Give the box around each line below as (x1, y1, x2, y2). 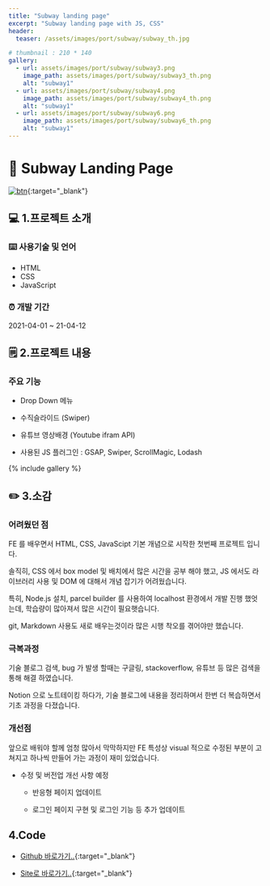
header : (8, 27, 35, 35)
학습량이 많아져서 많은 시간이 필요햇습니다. (25, 604, 160, 614)
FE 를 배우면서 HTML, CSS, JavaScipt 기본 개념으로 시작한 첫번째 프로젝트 (8, 539, 245, 549)
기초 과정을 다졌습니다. (8, 701, 80, 710)
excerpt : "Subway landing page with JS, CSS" (8, 19, 164, 28)
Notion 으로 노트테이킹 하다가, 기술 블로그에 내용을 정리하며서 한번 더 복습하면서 (8, 690, 261, 701)
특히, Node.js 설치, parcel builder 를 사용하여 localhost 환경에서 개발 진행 (8, 594, 243, 603)
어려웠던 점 (8, 519, 49, 530)
